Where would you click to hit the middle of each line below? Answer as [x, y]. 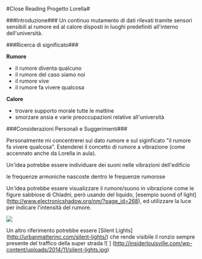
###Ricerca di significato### [43, 45]
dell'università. [25, 33]
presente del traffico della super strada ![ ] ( [61, 243]
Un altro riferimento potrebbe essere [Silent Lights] [70, 230]
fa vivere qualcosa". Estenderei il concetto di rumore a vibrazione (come [96, 147]
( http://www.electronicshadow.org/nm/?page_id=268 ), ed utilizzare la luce [99, 201]
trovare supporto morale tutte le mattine [65, 111]
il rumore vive [32, 81]
